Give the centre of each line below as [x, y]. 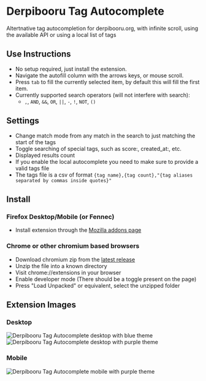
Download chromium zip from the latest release [75, 260]
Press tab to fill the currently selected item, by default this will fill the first [107, 82]
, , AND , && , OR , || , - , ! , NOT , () [60, 101]
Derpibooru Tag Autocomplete [85, 11]
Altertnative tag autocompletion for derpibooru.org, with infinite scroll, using [102, 28]
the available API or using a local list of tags [61, 34]
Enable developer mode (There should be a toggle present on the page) [106, 279]
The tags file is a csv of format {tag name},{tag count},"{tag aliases [104, 175]
